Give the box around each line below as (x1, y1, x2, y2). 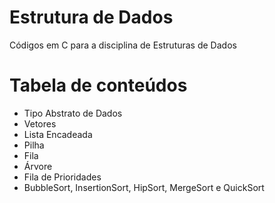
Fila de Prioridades (23, 171, 102, 183)
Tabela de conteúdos (9, 74, 188, 97)
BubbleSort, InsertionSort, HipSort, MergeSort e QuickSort (23, 181, 265, 193)
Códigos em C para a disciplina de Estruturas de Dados (9, 39, 237, 51)
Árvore (23, 160, 53, 172)
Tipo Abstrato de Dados (23, 107, 123, 119)
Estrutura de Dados (9, 6, 174, 29)
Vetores (23, 117, 57, 130)
